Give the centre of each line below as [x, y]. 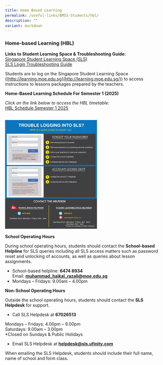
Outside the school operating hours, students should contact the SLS [74, 300]
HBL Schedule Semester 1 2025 [37, 108]
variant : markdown [24, 26]
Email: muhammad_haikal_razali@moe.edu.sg [60, 276]
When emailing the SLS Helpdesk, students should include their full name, [79, 353]
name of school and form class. [37, 358]
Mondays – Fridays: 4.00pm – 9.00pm [43, 324]
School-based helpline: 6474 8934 [47, 271]
